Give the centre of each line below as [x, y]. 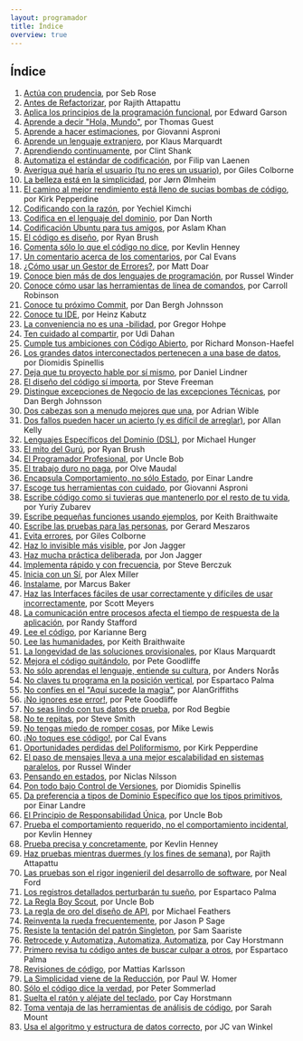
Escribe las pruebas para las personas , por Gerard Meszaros [137, 526]
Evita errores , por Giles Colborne [85, 536]
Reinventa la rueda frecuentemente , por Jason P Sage [124, 921]
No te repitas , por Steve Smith [79, 719]
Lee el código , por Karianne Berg [85, 632]
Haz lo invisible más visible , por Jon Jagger [104, 545]
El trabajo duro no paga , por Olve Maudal [100, 468]
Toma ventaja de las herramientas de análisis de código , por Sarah [147, 1007]
